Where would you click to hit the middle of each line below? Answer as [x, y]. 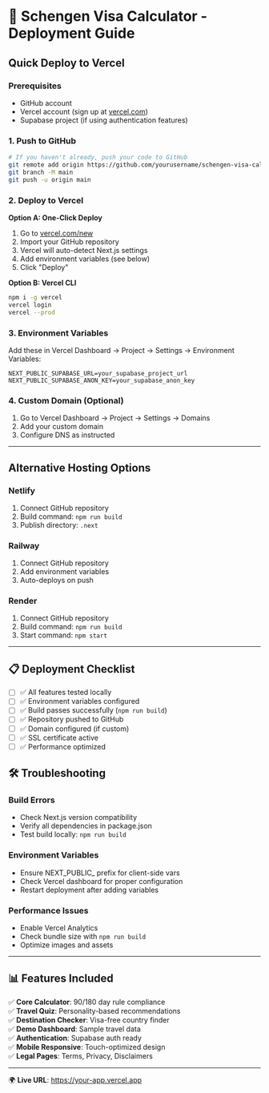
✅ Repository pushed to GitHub [72, 719]
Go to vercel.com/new [56, 233]
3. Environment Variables [58, 333]
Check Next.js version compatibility [78, 818]
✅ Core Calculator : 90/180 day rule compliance [87, 1002]
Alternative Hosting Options [80, 468]
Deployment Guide [72, 33]
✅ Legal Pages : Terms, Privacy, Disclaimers [81, 1055]
